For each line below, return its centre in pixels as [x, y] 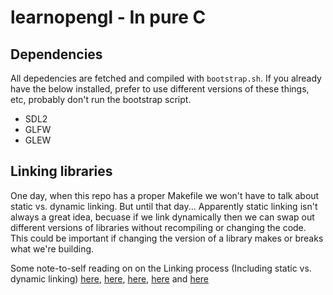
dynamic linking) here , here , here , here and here [110, 278]
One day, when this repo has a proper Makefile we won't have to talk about [165, 195]
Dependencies [56, 54]
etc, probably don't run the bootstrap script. [101, 99]
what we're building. [52, 248]
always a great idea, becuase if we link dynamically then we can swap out [162, 217]
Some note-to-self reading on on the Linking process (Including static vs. [161, 268]
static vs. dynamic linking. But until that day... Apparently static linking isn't [164, 206]
